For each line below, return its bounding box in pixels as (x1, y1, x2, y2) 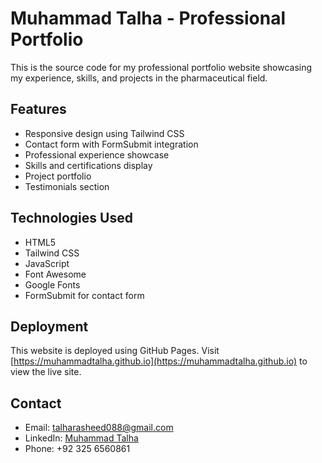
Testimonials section (24, 180, 110, 192)
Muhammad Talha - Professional (10, 7, 287, 30)
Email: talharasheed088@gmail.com (24, 422, 174, 434)
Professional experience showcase (24, 148, 170, 161)
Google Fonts (24, 278, 81, 291)
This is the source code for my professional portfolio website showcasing (10, 61, 313, 73)
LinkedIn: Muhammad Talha (24, 432, 139, 444)
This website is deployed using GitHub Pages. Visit (10, 345, 220, 357)
